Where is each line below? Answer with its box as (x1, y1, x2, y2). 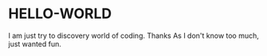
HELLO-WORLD (8, 5, 112, 23)
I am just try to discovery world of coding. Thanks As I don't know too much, (8, 31, 259, 40)
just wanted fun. (8, 39, 62, 48)
